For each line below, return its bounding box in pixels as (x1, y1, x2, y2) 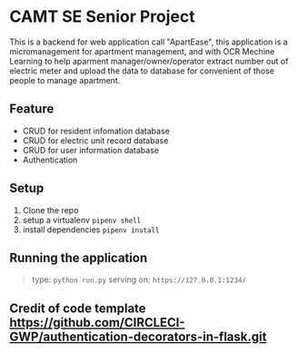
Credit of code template (9, 300, 147, 316)
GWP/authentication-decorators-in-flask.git (9, 328, 267, 344)
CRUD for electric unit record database (22, 134, 169, 146)
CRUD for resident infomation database (22, 125, 170, 136)
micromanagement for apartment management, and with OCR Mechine (9, 45, 275, 56)
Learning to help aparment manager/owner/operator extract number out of (9, 55, 289, 66)
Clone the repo (22, 204, 79, 215)
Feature (9, 102, 55, 117)
